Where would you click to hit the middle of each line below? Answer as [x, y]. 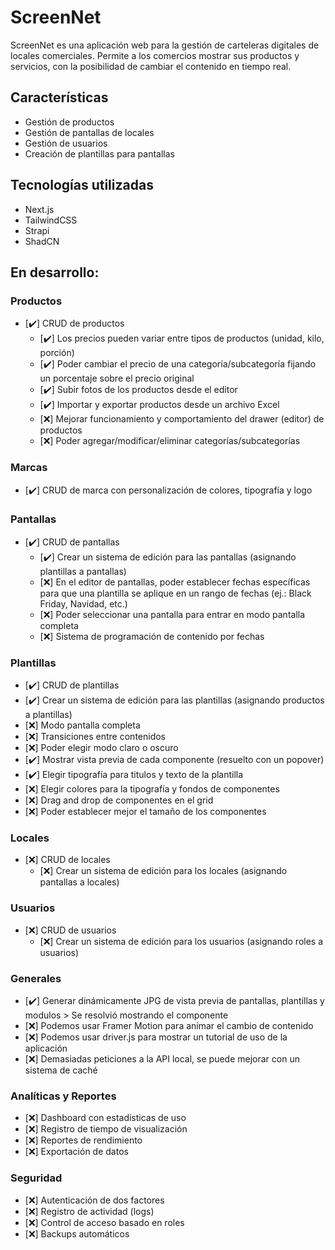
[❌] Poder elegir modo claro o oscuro [101, 748]
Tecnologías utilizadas [82, 185]
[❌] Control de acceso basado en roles [104, 1222]
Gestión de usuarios [66, 143]
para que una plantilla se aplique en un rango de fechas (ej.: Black [175, 593]
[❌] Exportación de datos [76, 1152]
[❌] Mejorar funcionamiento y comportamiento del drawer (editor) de [182, 419]
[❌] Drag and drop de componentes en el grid [119, 800]
